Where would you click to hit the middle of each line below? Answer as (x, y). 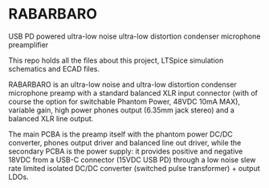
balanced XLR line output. (51, 118)
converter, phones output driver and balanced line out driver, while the (125, 142)
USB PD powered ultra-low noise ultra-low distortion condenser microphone (134, 36)
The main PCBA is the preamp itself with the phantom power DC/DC (120, 134)
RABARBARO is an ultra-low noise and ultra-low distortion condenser (122, 84)
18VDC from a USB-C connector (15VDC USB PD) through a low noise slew (132, 159)
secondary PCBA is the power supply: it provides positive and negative (126, 151)
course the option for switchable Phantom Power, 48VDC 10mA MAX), (124, 101)
